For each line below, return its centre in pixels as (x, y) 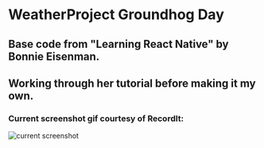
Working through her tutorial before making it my (132, 83)
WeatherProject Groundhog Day (116, 15)
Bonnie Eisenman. (54, 56)
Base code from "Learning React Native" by (118, 44)
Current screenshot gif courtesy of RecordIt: (96, 119)
